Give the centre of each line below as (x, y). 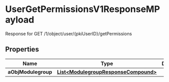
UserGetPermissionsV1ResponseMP (82, 9)
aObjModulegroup (30, 72)
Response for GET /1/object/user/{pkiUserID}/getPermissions (69, 33)
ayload (20, 20)
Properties (22, 49)
